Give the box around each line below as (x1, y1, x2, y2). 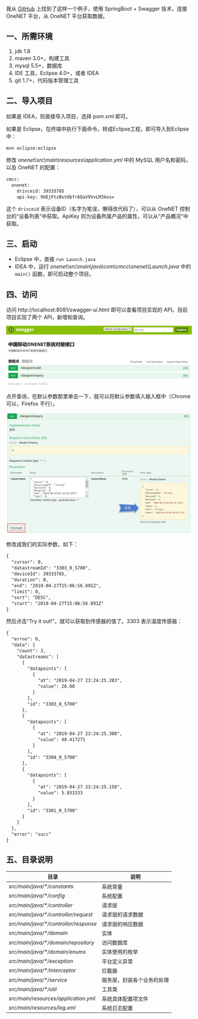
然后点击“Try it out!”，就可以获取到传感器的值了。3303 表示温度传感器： (6, 617, 183, 624)
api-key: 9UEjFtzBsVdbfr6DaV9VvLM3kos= (16, 194, 115, 200)
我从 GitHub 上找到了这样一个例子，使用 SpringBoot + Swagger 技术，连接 (6, 5, 187, 12)
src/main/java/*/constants (8, 883, 74, 889)
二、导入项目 (6, 96, 53, 106)
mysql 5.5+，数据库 (14, 62, 63, 69)
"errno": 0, (11, 636, 41, 642)
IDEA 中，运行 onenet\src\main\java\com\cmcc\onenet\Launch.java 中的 (14, 263, 192, 270)
